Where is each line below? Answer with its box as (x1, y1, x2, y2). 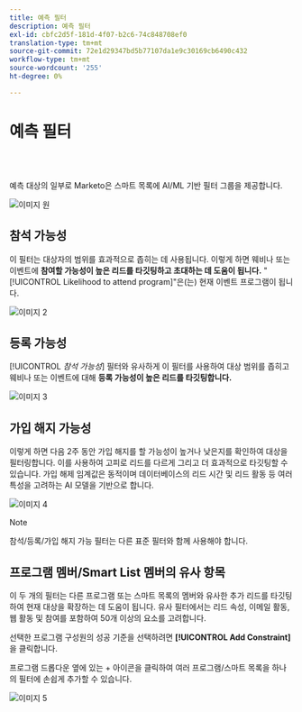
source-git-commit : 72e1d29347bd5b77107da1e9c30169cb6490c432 (9, 47, 248, 56)
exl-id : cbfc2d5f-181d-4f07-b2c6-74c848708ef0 (9, 30, 188, 39)
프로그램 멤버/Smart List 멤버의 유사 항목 (9, 564, 225, 580)
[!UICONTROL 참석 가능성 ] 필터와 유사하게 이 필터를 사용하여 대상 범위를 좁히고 (9, 361, 290, 372)
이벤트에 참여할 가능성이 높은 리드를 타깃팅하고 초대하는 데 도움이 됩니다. (9, 265, 262, 276)
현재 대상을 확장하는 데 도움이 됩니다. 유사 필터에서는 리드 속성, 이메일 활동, (25, 601, 290, 612)
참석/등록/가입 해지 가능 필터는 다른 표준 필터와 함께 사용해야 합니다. (9, 535, 249, 546)
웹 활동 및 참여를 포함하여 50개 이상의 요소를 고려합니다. (9, 612, 206, 623)
